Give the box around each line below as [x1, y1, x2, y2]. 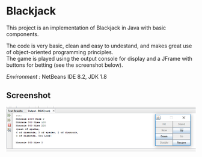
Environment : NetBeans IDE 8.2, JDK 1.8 [6, 73, 107, 80]
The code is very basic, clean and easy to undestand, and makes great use [6, 42, 192, 49]
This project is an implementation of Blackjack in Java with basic [6, 24, 167, 31]
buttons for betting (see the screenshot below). [6, 61, 123, 69]
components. [6, 30, 39, 37]
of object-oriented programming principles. [6, 48, 114, 55]
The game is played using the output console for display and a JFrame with [6, 55, 192, 62]
